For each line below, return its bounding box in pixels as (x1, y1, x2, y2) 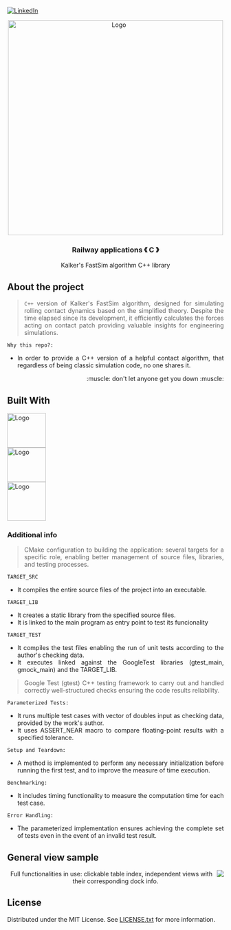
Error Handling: (7, 812, 54, 819)
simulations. (23, 329, 58, 337)
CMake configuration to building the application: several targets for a (23, 545, 224, 554)
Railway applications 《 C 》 (71, 245, 159, 255)
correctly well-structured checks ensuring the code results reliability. (23, 686, 220, 695)
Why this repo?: (7, 342, 54, 349)
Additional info (7, 530, 58, 539)
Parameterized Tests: (7, 700, 69, 706)
